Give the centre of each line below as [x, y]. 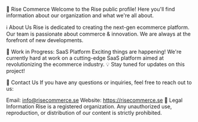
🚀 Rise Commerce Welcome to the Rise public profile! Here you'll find [91, 9]
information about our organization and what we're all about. [80, 15]
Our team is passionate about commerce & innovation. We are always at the [98, 34]
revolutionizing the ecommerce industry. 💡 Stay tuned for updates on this [95, 64]
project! [16, 71]
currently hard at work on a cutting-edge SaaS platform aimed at [85, 58]
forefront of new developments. [45, 40]
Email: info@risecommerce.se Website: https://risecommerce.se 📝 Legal [94, 100]
